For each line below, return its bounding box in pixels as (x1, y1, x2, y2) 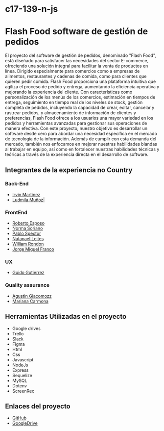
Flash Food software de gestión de (5, 26, 148, 37)
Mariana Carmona (12, 298, 49, 304)
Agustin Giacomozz (12, 293, 52, 299)
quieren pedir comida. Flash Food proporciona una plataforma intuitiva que (5, 78, 156, 84)
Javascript (12, 356, 34, 362)
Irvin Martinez (12, 191, 41, 197)
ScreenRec (12, 388, 35, 394)
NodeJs (12, 362, 28, 368)
